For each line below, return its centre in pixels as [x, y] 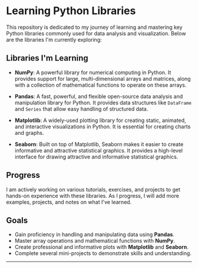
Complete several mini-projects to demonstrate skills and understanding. [103, 253]
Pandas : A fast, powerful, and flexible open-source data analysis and [99, 96]
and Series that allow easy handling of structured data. [81, 109]
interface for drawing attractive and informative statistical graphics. [96, 157]
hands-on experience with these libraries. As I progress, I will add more [93, 196]
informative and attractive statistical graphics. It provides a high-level [98, 150]
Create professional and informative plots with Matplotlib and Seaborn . [101, 247]
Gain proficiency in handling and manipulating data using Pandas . [95, 234]
